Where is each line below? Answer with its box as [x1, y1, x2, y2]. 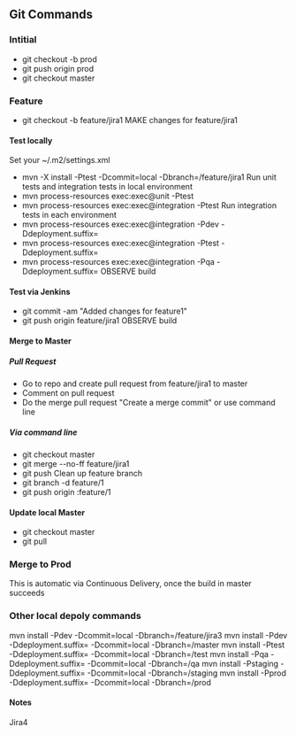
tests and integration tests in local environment [21, 182, 193, 192]
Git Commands [9, 7, 94, 22]
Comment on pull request [21, 387, 115, 398]
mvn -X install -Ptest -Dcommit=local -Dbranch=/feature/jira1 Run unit [21, 172, 277, 182]
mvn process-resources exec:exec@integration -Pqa [21, 257, 215, 267]
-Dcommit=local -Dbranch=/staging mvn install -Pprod [87, 668, 287, 678]
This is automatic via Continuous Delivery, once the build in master [9, 578, 252, 589]
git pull [21, 536, 47, 547]
